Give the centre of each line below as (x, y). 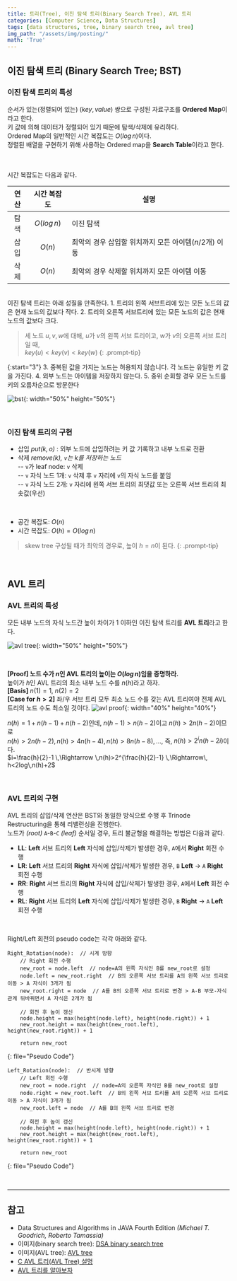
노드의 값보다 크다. (33, 320)
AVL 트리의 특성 (33, 605)
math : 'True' (26, 40)
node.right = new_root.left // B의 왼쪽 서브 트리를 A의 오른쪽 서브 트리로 (124, 1093)
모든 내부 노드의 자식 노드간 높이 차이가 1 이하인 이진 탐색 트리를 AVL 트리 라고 (114, 622)
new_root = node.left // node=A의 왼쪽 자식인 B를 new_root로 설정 (115, 968)
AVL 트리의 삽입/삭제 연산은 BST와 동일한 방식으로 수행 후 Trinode (99, 815)
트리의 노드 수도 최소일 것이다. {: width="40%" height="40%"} (112, 707)
